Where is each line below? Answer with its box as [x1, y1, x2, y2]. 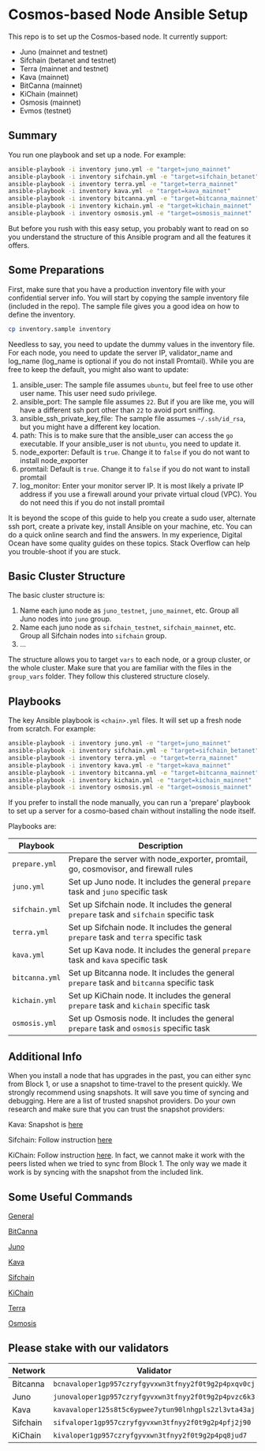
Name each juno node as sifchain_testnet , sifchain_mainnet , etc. [19, 623, 237, 632]
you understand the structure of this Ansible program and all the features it [8, 232, 252, 241]
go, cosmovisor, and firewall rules [68, 864, 193, 875]
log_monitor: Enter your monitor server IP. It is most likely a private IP [19, 481, 244, 490]
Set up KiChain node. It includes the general [68, 990, 231, 1001]
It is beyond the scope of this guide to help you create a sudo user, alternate [8, 513, 256, 522]
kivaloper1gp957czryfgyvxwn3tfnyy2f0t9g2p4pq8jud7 [53, 1430, 247, 1440]
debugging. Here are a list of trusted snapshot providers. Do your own [8, 1096, 237, 1106]
